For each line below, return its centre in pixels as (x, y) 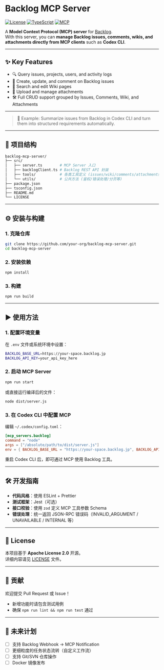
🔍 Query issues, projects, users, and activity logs (62, 74)
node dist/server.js (26, 401)
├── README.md (20, 193)
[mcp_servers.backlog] (28, 436)
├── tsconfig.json (24, 188)
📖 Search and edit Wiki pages (42, 86)
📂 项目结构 (21, 145)
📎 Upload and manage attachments (48, 92)
